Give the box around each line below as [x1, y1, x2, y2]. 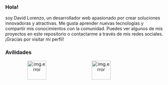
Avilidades [5, 49, 32, 56]
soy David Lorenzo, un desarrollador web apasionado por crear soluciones [5, 15, 160, 21]
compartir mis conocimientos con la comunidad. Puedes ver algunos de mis [5, 26, 163, 32]
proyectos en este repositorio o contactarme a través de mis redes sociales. [5, 31, 163, 37]
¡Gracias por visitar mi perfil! [5, 36, 64, 42]
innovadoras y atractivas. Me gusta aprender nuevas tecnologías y [5, 20, 144, 26]
